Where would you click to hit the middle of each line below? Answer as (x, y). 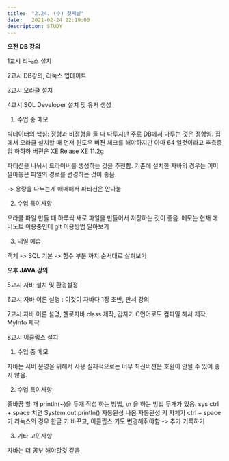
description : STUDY (35, 26)
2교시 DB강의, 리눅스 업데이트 (47, 75)
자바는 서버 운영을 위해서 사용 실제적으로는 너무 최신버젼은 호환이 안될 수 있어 (110, 366)
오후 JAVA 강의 (28, 270)
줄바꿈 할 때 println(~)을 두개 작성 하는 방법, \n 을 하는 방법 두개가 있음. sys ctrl (113, 404)
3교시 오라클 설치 (30, 91)
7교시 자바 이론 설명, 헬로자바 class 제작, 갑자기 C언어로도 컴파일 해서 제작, (107, 314)
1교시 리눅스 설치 (29, 61)
